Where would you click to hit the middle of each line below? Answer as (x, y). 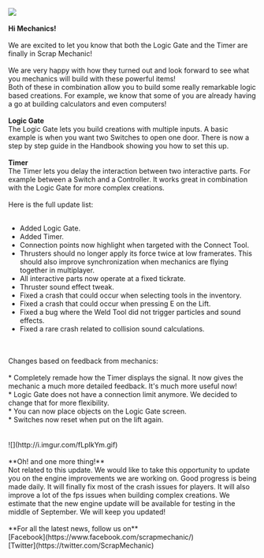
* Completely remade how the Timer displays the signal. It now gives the (126, 378)
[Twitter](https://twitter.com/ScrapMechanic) (81, 545)
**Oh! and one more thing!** (56, 461)
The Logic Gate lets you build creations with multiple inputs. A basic (118, 129)
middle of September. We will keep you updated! (87, 512)
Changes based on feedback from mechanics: (84, 361)
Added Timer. (42, 236)
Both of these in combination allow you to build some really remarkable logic (132, 87)
